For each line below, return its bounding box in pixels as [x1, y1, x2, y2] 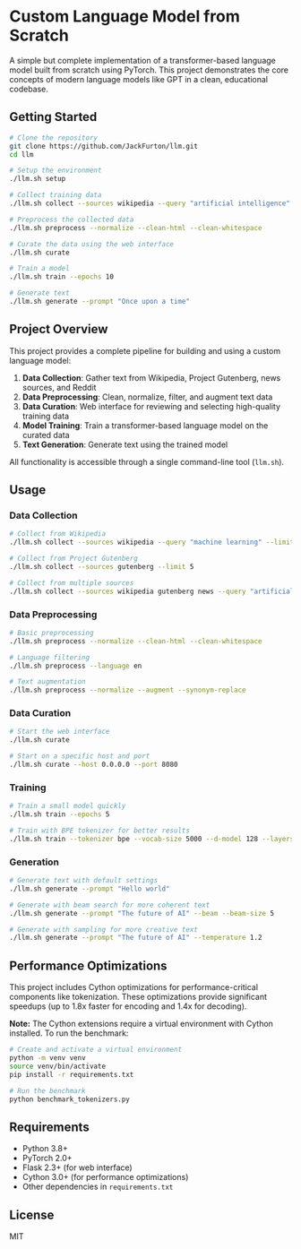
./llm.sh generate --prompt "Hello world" [9, 884, 170, 893]
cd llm [9, 150, 34, 159]
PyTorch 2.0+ [21, 1153, 73, 1164]
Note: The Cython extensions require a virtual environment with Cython [9, 1019, 273, 1029]
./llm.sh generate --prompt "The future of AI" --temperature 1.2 [9, 934, 262, 943]
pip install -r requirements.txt [9, 1070, 134, 1079]
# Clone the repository [9, 133, 99, 142]
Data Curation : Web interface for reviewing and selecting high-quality [21, 401, 280, 411]
